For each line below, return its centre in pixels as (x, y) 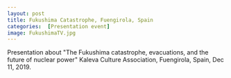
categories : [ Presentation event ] (59, 26)
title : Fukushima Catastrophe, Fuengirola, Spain (80, 20)
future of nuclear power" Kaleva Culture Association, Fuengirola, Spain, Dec (115, 60)
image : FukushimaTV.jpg (42, 33)
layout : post (26, 13)
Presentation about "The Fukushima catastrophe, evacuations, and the (108, 52)
